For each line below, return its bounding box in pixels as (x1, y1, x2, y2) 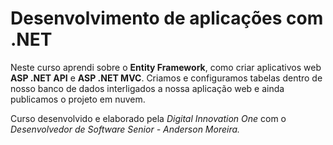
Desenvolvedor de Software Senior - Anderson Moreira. (10, 123, 241, 135)
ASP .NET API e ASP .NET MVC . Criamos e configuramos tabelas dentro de (10, 72, 323, 84)
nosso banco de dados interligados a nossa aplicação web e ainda (10, 82, 285, 94)
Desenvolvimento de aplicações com (10, 7, 324, 30)
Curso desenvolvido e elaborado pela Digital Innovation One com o (10, 112, 287, 124)
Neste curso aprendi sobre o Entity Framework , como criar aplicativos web (10, 61, 322, 73)
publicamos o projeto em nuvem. (10, 93, 146, 105)
